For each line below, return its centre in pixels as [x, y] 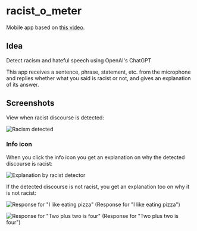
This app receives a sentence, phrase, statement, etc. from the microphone [98, 72]
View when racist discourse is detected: [55, 118]
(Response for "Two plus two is [140, 216]
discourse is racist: [29, 163]
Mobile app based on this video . [46, 27]
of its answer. [23, 84]
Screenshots [30, 103]
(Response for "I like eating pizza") [137, 204]
